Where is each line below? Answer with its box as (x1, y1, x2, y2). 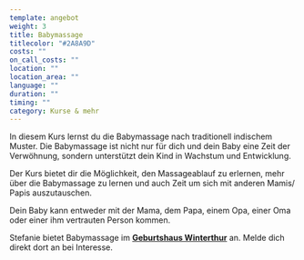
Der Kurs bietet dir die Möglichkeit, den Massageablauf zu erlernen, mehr (9, 168, 285, 179)
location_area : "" (9, 73, 79, 82)
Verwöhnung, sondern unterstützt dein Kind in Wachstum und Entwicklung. (9, 151, 291, 162)
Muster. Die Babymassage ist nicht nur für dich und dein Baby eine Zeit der (9, 141, 291, 152)
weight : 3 (9, 22, 47, 31)
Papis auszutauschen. (9, 187, 93, 198)
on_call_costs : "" (9, 55, 79, 65)
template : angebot (9, 13, 79, 23)
